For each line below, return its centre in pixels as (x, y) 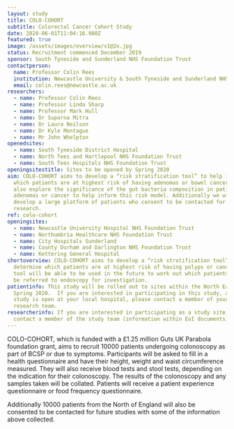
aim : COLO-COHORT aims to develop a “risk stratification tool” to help (115, 176)
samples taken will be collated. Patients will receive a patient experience (111, 383)
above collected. (31, 419)
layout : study (28, 14)
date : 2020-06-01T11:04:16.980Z (54, 33)
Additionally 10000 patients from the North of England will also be (102, 404)
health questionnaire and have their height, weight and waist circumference (116, 361)
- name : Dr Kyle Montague (51, 131)
